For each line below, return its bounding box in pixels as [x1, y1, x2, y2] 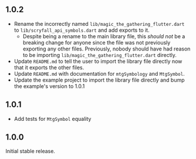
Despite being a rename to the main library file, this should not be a [22, 32, 185, 40]
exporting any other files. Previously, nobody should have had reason [22, 45, 191, 52]
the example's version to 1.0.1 [13, 82, 85, 90]
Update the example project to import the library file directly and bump [13, 76, 185, 83]
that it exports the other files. [13, 64, 85, 71]
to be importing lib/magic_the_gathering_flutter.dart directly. [22, 51, 177, 58]
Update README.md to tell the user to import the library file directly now [13, 57, 183, 65]
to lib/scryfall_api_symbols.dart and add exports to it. [13, 26, 150, 33]
